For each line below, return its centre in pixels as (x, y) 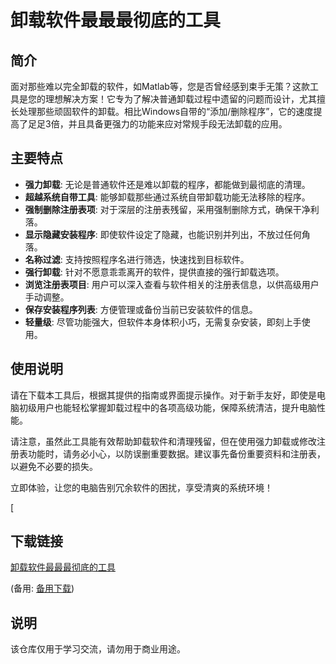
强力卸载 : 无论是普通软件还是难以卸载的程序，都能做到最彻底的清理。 (167, 184)
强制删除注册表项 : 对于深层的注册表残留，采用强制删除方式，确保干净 (167, 209)
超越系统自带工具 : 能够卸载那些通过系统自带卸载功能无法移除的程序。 (167, 197)
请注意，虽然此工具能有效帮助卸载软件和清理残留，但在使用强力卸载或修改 (163, 441)
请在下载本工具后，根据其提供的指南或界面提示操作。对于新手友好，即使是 (163, 395)
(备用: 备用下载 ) (42, 588)
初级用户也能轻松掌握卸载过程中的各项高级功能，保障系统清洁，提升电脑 (167, 407)
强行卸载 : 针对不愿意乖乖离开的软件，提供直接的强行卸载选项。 (154, 272)
